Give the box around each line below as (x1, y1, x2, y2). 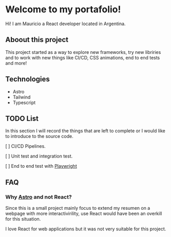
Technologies (5, 75, 50, 84)
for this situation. (5, 216, 41, 222)
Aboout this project (5, 35, 69, 44)
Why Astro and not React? (5, 193, 72, 201)
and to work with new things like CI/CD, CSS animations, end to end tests (5, 54, 160, 61)
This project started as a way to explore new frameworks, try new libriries (5, 49, 161, 55)
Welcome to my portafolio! (5, 4, 121, 15)
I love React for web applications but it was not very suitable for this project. (5, 226, 166, 232)
